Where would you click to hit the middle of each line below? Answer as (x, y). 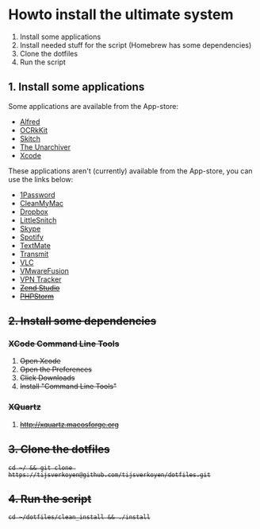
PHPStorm (36, 296)
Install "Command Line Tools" (68, 387)
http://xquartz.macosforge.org (69, 424)
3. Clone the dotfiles (59, 450)
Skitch (30, 138)
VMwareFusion (44, 270)
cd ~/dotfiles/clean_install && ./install (79, 517)
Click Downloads (47, 378)
